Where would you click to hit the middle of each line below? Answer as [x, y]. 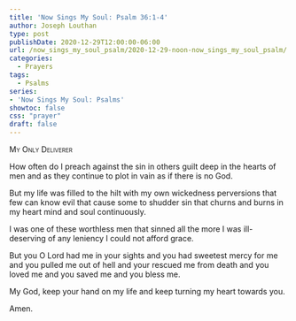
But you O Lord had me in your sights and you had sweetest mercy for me [144, 256]
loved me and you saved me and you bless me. [95, 274]
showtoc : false [37, 108]
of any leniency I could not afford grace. [121, 238]
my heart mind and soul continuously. [78, 212]
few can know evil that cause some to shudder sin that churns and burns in [146, 203]
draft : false [33, 125]
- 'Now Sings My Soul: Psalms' [67, 99]
